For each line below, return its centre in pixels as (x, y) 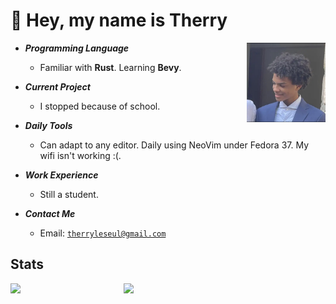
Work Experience (61, 175)
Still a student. (69, 194)
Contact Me (50, 213)
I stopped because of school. (100, 106)
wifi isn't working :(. (80, 155)
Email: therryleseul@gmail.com (103, 233)
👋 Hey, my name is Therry (119, 20)
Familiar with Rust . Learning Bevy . (110, 67)
